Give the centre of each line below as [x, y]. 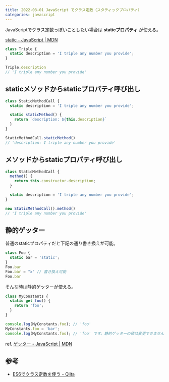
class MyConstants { [27, 296]
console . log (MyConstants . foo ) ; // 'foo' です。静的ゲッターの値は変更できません [85, 334]
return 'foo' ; [29, 306]
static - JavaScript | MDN [32, 40]
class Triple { [21, 49]
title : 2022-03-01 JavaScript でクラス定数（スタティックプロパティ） [73, 10]
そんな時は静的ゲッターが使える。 [41, 287]
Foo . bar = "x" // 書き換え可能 [36, 271]
